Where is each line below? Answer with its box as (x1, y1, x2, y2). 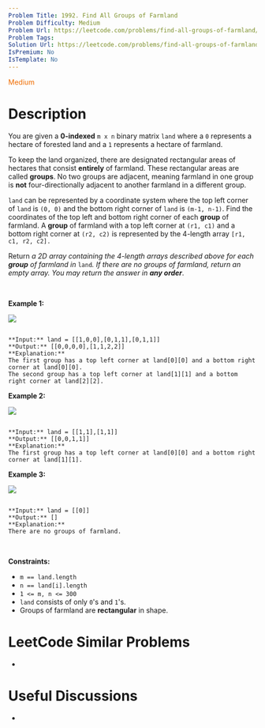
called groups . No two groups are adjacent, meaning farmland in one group (8, 172, 254, 181)
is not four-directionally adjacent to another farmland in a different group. (8, 179, 247, 190)
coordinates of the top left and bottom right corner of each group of (8, 212, 230, 221)
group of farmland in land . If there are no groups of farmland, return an (8, 259, 241, 269)
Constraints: (8, 556, 50, 566)
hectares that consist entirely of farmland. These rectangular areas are (8, 163, 239, 172)
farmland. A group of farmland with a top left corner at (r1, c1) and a (8, 221, 235, 230)
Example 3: (8, 470, 46, 479)
